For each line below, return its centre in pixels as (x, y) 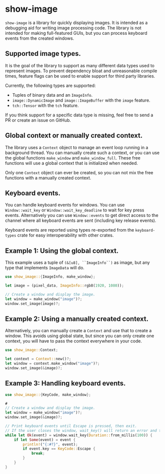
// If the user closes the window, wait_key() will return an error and (81, 430)
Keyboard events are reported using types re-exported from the (69, 230)
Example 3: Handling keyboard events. (66, 383)
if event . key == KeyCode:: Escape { (59, 449)
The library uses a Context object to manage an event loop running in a (77, 147)
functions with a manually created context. (48, 178)
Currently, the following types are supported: (51, 85)
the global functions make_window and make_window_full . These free (73, 158)
